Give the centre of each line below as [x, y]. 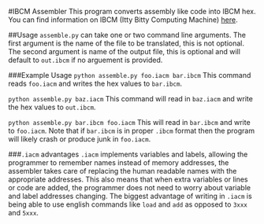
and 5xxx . [24, 213]
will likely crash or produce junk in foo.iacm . [80, 139]
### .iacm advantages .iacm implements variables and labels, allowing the [128, 154]
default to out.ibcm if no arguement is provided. [86, 60]
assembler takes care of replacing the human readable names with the [123, 171]
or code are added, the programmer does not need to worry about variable [129, 187]
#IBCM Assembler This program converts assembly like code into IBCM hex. [132, 11]
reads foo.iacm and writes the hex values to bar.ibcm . [95, 83]
